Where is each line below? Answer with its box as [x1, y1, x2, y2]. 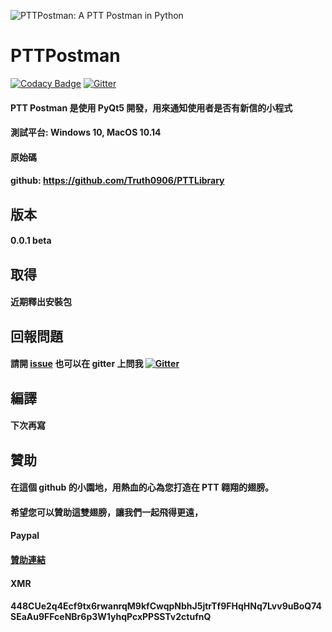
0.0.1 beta [10, 235, 52, 247]
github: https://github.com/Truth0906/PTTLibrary [10, 175, 225, 187]
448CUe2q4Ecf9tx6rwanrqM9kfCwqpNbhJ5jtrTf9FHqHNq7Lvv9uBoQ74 [10, 600, 322, 612]
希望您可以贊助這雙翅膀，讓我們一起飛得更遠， [10, 506, 203, 518]
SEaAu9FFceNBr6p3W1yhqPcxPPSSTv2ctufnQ [10, 611, 212, 623]
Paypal [10, 530, 40, 542]
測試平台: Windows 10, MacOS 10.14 [10, 126, 162, 139]
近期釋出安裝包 [10, 296, 72, 308]
